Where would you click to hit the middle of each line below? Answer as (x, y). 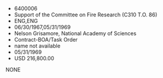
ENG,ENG (26, 21)
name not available (37, 46)
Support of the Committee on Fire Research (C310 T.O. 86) (86, 15)
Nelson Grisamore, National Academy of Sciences (75, 33)
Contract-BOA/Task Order (46, 40)
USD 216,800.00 (34, 58)
